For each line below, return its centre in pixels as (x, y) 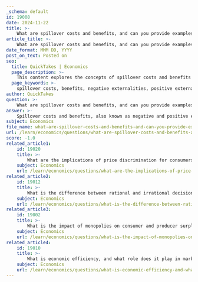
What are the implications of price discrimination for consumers (110, 160)
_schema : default (27, 12)
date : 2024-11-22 (27, 22)
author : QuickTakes (30, 94)
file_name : (19, 127)
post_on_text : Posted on (37, 56)
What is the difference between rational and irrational (98, 193)
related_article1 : (29, 143)
